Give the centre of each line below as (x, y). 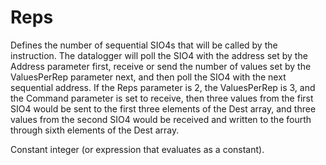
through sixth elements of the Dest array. (95, 130)
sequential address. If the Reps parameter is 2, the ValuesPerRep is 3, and (163, 87)
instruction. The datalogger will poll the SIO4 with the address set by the (159, 55)
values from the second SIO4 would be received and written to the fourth (161, 119)
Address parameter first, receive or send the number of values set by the (161, 66)
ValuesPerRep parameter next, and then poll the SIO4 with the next (148, 77)
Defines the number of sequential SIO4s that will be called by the (144, 45)
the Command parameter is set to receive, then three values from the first (162, 98)
